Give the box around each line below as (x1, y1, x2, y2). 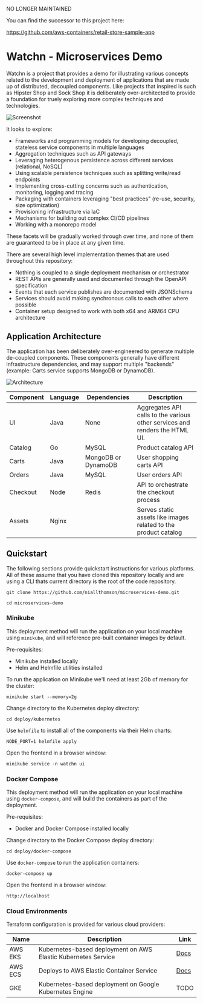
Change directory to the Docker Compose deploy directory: (6, 837, 154, 844)
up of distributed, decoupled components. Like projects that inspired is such (6, 82, 196, 90)
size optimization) (14, 201, 60, 208)
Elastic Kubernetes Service (38, 953, 115, 962)
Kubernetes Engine (38, 988, 93, 996)
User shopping (137, 453, 179, 461)
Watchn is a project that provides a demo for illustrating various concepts (6, 70, 189, 77)
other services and (137, 418, 190, 426)
